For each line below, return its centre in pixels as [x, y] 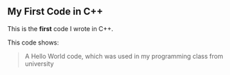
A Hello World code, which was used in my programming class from [124, 56]
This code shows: [33, 42]
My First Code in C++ [55, 12]
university [39, 64]
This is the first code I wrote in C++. [60, 28]
